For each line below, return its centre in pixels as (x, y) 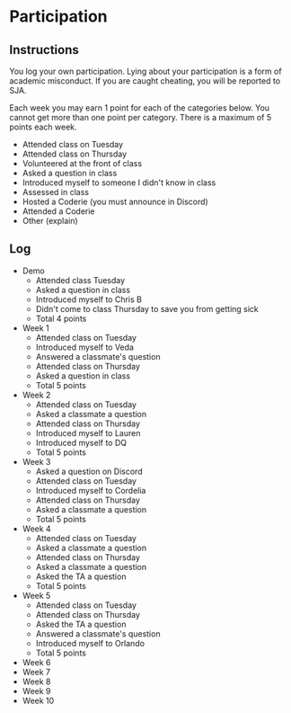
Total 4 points (61, 318)
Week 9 (36, 691)
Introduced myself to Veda (85, 347)
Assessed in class (56, 192)
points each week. (44, 127)
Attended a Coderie (58, 211)
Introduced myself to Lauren (88, 432)
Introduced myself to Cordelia (91, 490)
